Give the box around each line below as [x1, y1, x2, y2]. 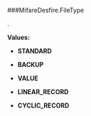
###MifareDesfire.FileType [7, 6, 84, 14]
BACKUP [17, 60, 44, 69]
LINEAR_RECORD [17, 88, 69, 96]
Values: [7, 33, 30, 41]
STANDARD [17, 47, 52, 55]
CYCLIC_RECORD [17, 101, 70, 110]
